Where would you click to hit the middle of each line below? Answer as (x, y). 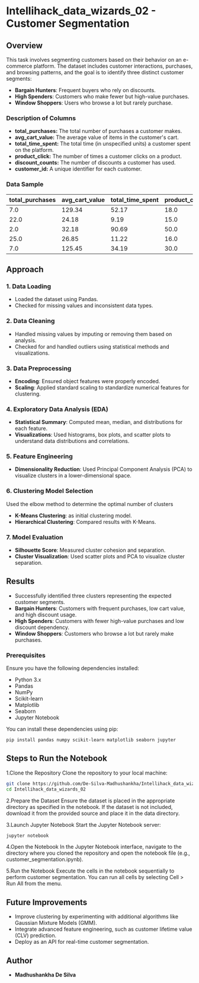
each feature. (31, 428)
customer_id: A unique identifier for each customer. (78, 169)
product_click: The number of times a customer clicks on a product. (98, 156)
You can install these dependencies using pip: (62, 729)
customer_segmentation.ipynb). (45, 859)
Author (19, 960)
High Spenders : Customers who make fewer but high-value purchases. (102, 97)
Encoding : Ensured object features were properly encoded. (87, 381)
